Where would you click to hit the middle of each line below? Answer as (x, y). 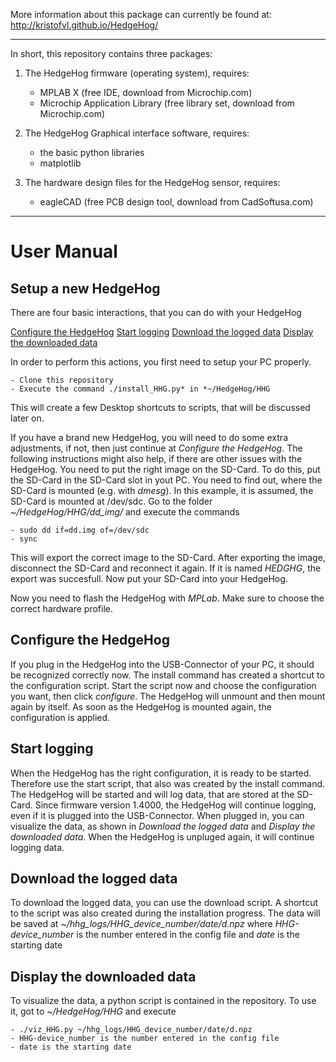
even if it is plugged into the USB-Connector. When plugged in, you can (157, 815)
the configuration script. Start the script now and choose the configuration (163, 685)
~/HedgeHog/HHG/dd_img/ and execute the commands (125, 512)
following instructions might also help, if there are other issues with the (156, 458)
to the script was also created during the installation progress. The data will (165, 913)
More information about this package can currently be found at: (141, 14)
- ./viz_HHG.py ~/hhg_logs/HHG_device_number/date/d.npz (131, 1030)
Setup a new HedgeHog (85, 288)
